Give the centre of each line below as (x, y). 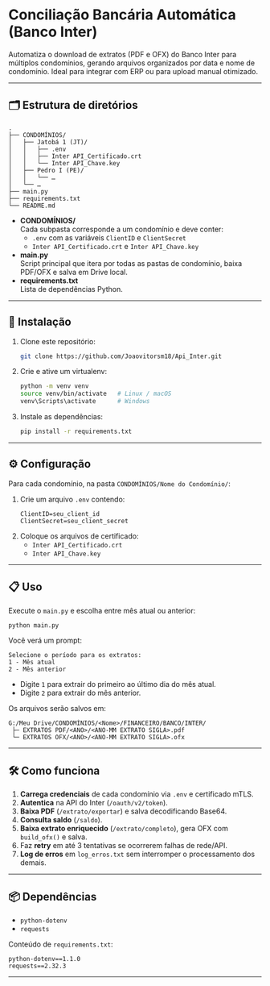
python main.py (34, 625)
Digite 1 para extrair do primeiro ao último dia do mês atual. (118, 684)
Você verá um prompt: (45, 641)
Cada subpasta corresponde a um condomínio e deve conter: (121, 229)
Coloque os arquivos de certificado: (79, 536)
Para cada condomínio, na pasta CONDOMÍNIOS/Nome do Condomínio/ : (119, 483)
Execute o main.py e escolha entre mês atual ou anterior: (102, 610)
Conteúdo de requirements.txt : (61, 944)
